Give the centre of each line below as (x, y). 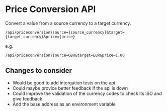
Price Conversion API (51, 9)
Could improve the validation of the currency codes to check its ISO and (87, 93)
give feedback (27, 98)
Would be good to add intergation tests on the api (64, 83)
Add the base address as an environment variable (64, 104)
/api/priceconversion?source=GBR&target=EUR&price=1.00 (65, 55)
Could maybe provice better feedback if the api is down (70, 88)
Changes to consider (38, 71)
